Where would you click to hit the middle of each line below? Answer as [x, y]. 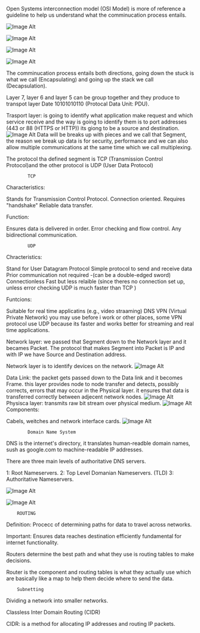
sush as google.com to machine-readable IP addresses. [75, 450]
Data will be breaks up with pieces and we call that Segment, [112, 135]
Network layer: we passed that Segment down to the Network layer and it [96, 342]
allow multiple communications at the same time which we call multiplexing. [99, 147]
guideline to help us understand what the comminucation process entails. [96, 15]
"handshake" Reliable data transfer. [50, 205]
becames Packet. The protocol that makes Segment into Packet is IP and [96, 348]
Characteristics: [26, 187]
